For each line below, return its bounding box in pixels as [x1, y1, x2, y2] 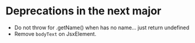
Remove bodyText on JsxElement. [14, 30, 97, 37]
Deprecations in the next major [5, 4, 162, 18]
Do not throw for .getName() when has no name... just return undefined [14, 24, 190, 31]
